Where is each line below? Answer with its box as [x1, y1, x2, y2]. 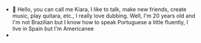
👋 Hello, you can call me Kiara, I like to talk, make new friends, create [12, 6, 187, 13]
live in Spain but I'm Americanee [12, 25, 94, 32]
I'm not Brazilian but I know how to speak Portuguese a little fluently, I [12, 19, 188, 25]
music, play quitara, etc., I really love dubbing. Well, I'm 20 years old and [12, 12, 195, 19]
